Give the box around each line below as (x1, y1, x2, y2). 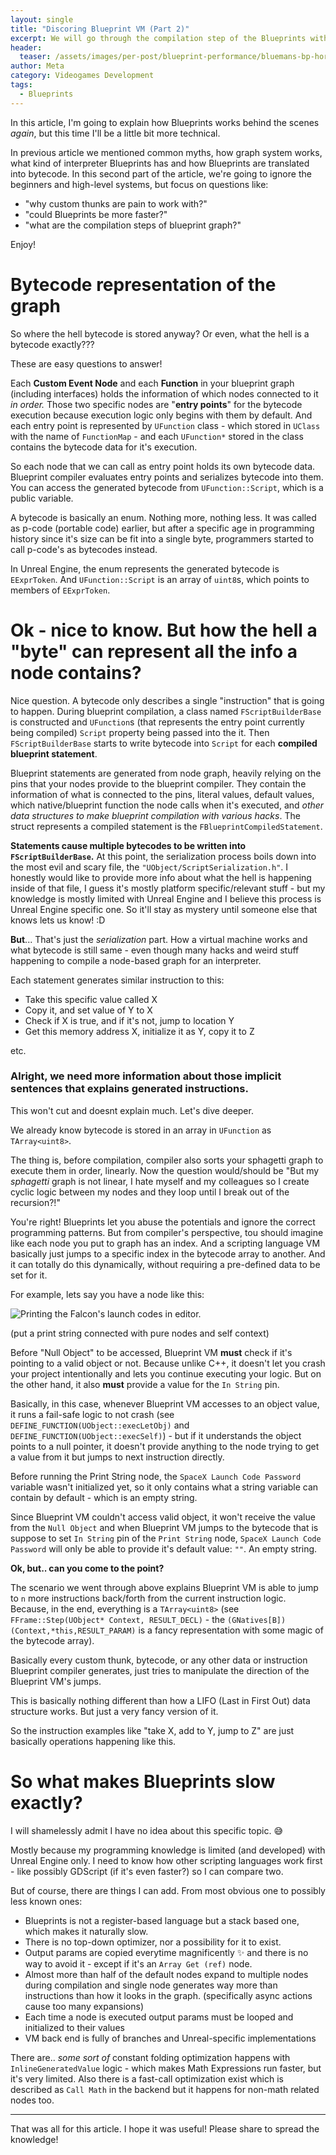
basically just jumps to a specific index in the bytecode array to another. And (10, 1247, 326, 1260)
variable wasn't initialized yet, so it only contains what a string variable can (10, 1481, 319, 1493)
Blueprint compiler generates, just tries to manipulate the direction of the (10, 1664, 310, 1676)
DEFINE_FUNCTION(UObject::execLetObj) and (10, 1419, 190, 1431)
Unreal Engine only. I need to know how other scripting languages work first (10, 1854, 323, 1866)
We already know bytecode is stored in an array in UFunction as (10, 1124, 272, 1136)
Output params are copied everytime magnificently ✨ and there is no (24, 1946, 309, 1958)
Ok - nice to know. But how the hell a (10, 619, 318, 641)
